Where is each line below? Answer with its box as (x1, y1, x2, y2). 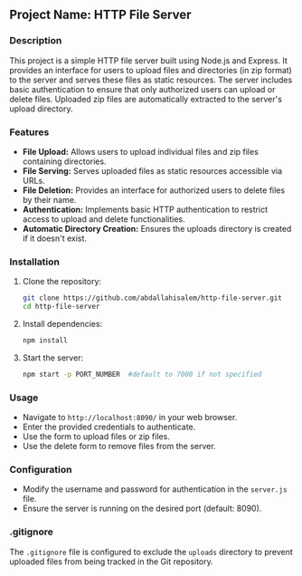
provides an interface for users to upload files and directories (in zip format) (9, 64, 292, 75)
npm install (22, 336, 68, 345)
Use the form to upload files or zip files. (22, 431, 170, 442)
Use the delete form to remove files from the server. (22, 441, 216, 452)
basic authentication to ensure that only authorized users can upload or (9, 83, 276, 94)
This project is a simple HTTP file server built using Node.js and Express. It (9, 54, 288, 66)
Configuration (9, 464, 72, 475)
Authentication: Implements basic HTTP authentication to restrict (22, 204, 269, 215)
